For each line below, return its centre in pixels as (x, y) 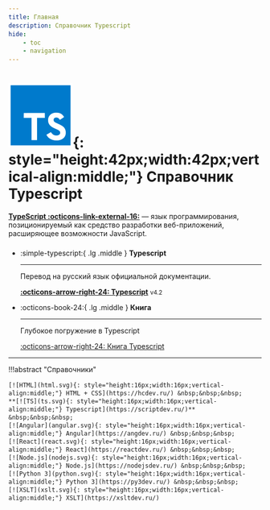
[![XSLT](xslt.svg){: (45, 490)
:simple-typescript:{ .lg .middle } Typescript (93, 253)
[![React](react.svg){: (48, 442)
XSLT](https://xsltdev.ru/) (112, 498)
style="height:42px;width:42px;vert (134, 160)
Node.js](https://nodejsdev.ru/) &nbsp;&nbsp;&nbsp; (156, 466)
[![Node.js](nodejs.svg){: (53, 458)
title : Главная (34, 17)
